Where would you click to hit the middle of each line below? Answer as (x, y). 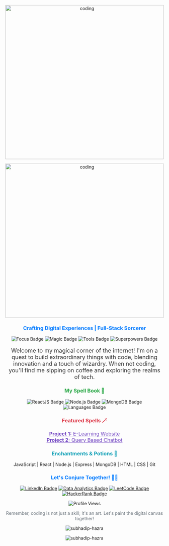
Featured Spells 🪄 (84, 420)
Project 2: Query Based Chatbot (84, 440)
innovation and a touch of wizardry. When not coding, (84, 364)
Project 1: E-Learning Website (84, 434)
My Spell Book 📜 (84, 391)
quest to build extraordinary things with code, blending (84, 357)
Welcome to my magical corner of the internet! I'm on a (84, 351)
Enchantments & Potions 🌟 (84, 453)
